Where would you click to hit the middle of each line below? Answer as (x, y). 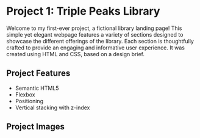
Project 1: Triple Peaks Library (83, 11)
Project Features (38, 74)
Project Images (36, 127)
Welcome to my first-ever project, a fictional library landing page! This (94, 28)
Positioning (29, 101)
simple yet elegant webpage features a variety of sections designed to (95, 34)
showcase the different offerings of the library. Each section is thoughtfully (100, 41)
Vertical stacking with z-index (52, 107)
